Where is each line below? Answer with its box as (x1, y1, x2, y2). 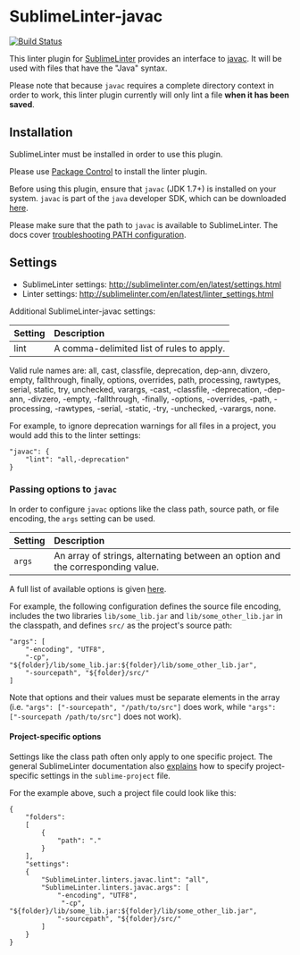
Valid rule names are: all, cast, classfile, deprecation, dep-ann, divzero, (9, 365, 271, 376)
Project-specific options (9, 731, 102, 742)
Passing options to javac (9, 483, 118, 495)
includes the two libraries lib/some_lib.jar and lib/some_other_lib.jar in (9, 610, 283, 621)
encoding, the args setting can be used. (9, 512, 156, 524)
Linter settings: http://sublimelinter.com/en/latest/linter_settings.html (21, 288, 274, 299)
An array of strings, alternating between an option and (53, 549, 281, 562)
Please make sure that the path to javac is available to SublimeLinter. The (9, 219, 279, 230)
